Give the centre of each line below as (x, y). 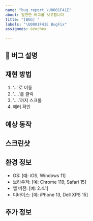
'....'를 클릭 (23, 94)
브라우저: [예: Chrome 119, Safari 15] (49, 182)
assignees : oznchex (26, 29)
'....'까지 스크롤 (27, 101)
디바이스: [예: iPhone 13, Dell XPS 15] (50, 194)
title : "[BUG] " (22, 19)
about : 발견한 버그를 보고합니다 (35, 15)
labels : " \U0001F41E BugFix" (36, 24)
